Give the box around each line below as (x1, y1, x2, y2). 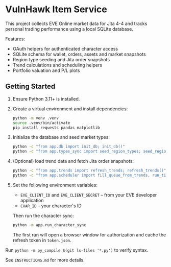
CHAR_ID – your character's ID (20, 203, 82, 209)
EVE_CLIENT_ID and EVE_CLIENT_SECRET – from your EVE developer (20, 191, 157, 198)
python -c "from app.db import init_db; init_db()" (12, 144, 125, 149)
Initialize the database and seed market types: (12, 134, 110, 140)
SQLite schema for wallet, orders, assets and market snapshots (12, 51, 146, 57)
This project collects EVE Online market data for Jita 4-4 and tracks (5, 20, 148, 27)
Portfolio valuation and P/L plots (12, 67, 80, 74)
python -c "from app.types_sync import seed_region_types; (12, 149, 141, 154)
